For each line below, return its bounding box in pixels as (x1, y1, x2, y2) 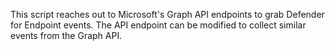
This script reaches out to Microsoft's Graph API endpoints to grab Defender (10, 9, 325, 20)
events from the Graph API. (10, 30, 123, 41)
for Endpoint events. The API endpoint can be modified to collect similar (10, 19, 307, 31)
